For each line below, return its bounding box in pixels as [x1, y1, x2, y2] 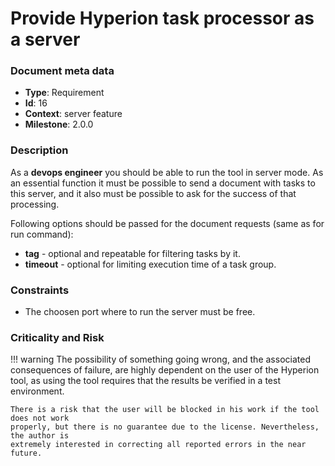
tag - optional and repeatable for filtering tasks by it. [24, 247, 241, 259]
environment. [10, 385, 65, 397]
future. [10, 448, 43, 459]
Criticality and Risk [10, 331, 105, 344]
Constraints [10, 283, 70, 297]
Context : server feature [24, 108, 123, 120]
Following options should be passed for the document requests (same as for [10, 217, 325, 229]
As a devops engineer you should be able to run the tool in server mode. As [10, 166, 324, 178]
